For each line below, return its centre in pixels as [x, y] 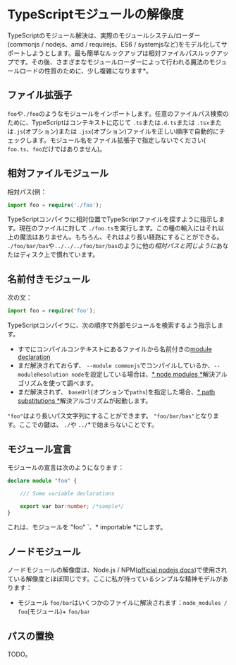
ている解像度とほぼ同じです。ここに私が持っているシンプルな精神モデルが [115, 579]
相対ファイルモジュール [58, 173]
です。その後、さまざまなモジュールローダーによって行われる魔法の [111, 61]
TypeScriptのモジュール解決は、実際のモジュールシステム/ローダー [104, 35]
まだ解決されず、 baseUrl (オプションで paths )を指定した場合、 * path [116, 392]
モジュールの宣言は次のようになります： [66, 467]
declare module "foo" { [42, 481]
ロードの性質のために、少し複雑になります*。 [86, 71]
